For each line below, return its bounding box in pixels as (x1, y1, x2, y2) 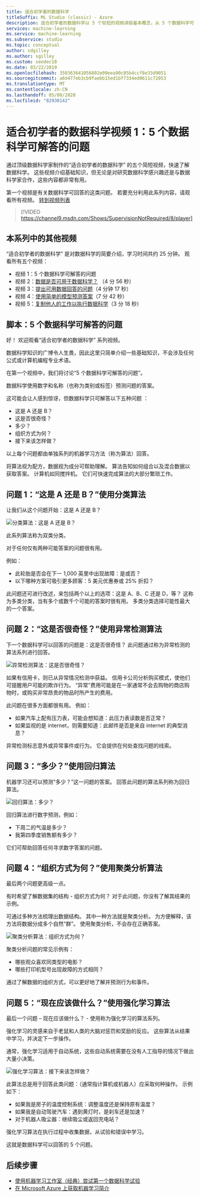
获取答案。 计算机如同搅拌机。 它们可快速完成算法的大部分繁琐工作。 (6, 470, 176, 477)
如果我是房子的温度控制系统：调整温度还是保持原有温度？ (14, 1101, 156, 1108)
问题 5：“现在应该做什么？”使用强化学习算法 (6, 997, 170, 1008)
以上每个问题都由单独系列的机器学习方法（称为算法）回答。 (6, 450, 152, 457)
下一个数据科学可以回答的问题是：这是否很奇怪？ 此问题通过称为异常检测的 (6, 641, 190, 648)
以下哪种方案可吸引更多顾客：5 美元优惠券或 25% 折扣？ (14, 577, 154, 584)
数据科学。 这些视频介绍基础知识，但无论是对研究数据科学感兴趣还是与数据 (6, 169, 190, 176)
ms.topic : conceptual (6, 42, 60, 48)
